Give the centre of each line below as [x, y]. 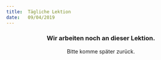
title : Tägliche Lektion [38, 12]
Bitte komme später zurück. [101, 51]
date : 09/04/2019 [31, 17]
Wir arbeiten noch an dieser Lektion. [101, 38]
